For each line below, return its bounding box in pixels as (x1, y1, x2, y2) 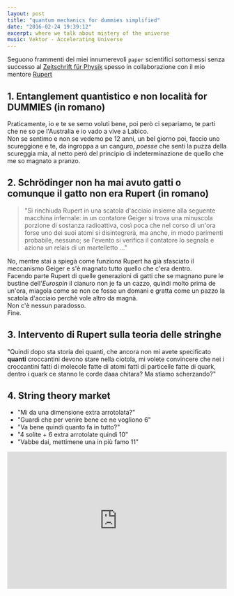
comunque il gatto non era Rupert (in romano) (7, 188, 209, 199)
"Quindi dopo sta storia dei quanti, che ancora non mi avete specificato (7, 347, 211, 356)
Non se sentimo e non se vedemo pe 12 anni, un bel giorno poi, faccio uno (7, 134, 221, 143)
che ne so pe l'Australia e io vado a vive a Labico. (7, 127, 149, 135)
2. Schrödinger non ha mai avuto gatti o (7, 177, 182, 189)
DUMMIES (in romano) (7, 101, 106, 113)
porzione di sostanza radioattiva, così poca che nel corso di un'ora (24, 221, 216, 229)
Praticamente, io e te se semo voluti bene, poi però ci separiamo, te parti (7, 119, 216, 128)
